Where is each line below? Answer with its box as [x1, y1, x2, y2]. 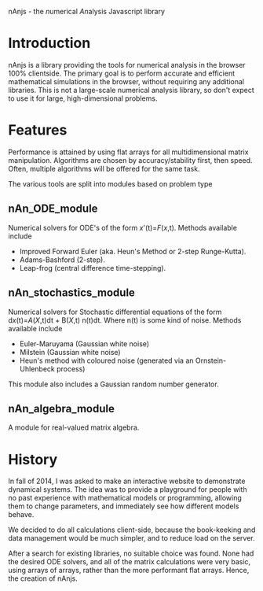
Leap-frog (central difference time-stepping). [19, 263, 166, 272]
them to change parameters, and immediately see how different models [8, 501, 239, 511]
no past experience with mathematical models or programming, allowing [8, 493, 242, 503]
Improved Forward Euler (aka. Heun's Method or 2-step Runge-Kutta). [19, 246, 247, 256]
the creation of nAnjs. [8, 574, 79, 583]
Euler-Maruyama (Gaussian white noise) [19, 338, 150, 349]
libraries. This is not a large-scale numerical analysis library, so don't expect [8, 85, 255, 94]
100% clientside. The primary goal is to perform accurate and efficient [8, 68, 236, 78]
